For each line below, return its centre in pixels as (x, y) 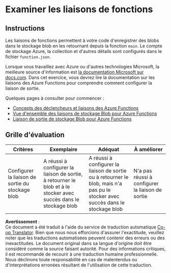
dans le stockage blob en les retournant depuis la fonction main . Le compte (84, 46)
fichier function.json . (28, 57)
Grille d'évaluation (35, 135)
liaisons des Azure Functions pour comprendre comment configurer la (79, 83)
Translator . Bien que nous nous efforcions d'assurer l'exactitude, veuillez (88, 232)
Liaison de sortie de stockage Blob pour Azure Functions (72, 119)
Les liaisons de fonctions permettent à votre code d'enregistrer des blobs (82, 40)
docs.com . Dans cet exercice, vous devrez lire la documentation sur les (80, 77)
